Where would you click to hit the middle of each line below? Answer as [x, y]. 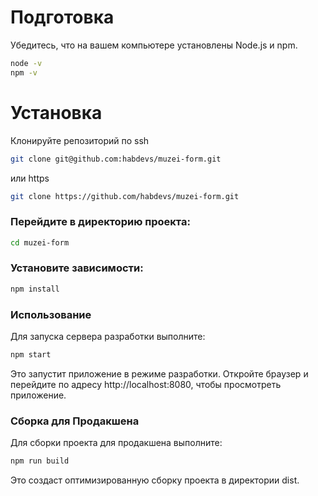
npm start [31, 355]
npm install [35, 289]
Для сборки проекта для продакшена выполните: [116, 443]
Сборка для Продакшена [75, 421]
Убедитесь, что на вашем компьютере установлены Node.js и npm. [154, 45]
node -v [26, 63]
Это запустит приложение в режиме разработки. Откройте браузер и [159, 373]
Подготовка [62, 17]
